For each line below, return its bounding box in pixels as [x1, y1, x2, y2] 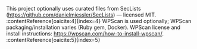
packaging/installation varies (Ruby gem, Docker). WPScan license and [6, 24, 180, 31]
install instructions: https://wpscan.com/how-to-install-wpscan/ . [6, 30, 164, 37]
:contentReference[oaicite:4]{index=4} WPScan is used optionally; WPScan [6, 18, 192, 24]
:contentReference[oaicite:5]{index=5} [6, 37, 101, 43]
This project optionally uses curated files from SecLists [6, 5, 141, 12]
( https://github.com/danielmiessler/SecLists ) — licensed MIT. [6, 11, 157, 18]
